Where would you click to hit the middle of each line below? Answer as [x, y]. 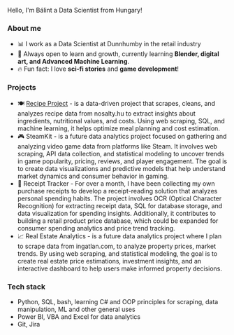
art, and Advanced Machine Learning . [73, 62]
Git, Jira [29, 324]
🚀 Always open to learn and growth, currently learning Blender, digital [118, 54]
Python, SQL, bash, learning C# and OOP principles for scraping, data [118, 301]
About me [24, 28]
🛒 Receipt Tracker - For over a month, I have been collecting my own [116, 183]
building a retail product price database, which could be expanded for [118, 221]
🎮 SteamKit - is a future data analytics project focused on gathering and [122, 136]
